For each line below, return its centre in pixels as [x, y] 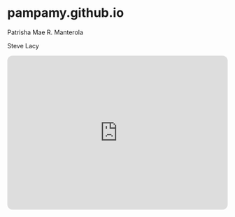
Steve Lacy [23, 45]
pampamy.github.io [66, 13]
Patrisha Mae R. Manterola [45, 32]
